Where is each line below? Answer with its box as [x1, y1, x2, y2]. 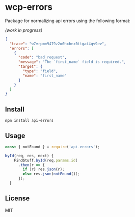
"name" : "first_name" [23, 73, 67, 78]
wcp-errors [5, 1, 53, 13]
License [5, 194, 30, 203]
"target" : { [18, 64, 43, 69]
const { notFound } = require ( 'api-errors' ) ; [5, 144, 100, 149]
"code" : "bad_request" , [18, 55, 67, 60]
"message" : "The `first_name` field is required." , [18, 59, 126, 65]
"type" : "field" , [23, 69, 58, 74]
